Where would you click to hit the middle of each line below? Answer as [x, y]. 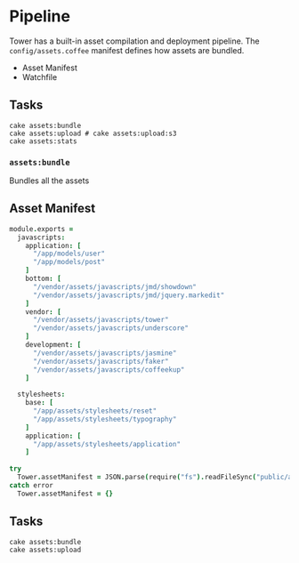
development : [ [53, 345]
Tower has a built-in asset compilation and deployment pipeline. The [134, 41]
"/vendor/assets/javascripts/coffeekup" [109, 370]
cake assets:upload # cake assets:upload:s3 [93, 133]
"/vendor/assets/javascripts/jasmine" [105, 353]
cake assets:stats [43, 141]
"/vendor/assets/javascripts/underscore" [111, 328]
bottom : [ [44, 279]
